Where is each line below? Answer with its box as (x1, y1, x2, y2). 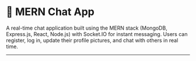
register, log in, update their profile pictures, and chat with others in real (6, 37, 178, 44)
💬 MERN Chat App (6, 5, 94, 19)
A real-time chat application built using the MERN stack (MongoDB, (6, 24, 167, 31)
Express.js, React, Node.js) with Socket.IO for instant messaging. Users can (6, 30, 188, 37)
